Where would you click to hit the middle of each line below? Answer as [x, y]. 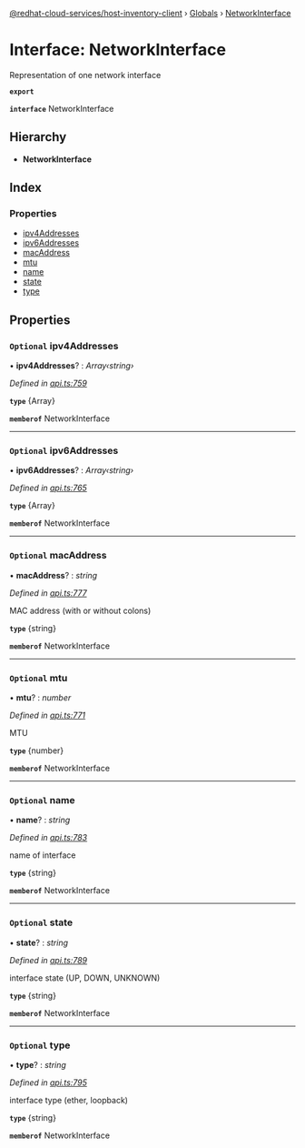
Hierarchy [38, 137]
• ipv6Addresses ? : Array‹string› [72, 470]
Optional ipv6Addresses [64, 451]
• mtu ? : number [40, 698]
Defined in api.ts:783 [49, 838]
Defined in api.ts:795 [49, 1083]
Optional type [40, 1045]
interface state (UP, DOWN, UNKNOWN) [85, 978]
